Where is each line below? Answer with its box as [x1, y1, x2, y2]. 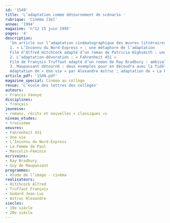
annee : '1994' [5, 21, 35, 27]
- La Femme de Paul [5, 144, 47, 150]
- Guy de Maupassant [5, 163, 49, 168]
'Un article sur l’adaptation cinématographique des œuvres [10, 41, 139, 46]
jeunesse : [5, 106, 26, 111]
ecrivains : [5, 154, 28, 159]
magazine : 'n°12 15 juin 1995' [5, 26, 71, 31]
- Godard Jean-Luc [5, 191, 44, 196]
